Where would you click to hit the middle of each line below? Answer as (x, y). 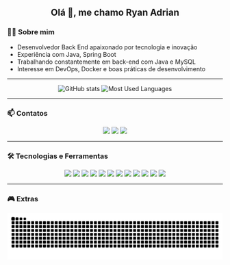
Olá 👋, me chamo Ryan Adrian (115, 13)
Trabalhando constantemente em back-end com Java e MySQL (106, 62)
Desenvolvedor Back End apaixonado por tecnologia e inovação (107, 47)
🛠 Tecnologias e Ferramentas (57, 156)
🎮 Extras (23, 199)
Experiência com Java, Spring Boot (66, 54)
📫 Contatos (27, 113)
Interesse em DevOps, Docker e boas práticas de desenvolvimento (111, 68)
